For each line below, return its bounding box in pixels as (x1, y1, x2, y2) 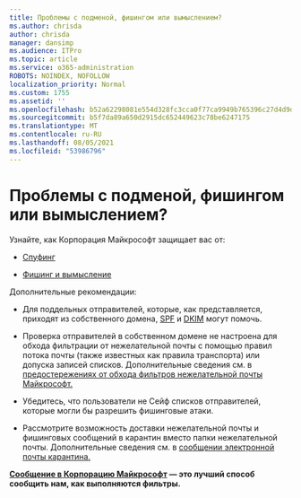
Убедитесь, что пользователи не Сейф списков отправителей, (21, 396, 262, 406)
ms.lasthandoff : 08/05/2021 (9, 138, 115, 147)
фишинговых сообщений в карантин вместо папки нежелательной (21, 432, 278, 442)
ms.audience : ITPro (9, 47, 82, 56)
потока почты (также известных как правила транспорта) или (21, 349, 260, 360)
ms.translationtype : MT (9, 122, 99, 131)
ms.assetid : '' (9, 96, 66, 106)
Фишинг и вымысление (21, 268, 112, 279)
